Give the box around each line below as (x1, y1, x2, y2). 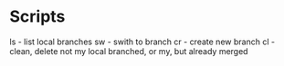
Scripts (9, 6, 66, 27)
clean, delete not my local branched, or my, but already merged (9, 45, 248, 56)
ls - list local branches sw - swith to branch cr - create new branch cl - (9, 36, 276, 47)
